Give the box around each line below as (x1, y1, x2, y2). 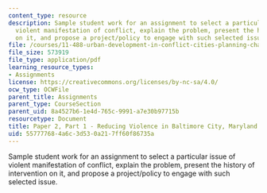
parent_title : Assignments (8, 93, 98, 101)
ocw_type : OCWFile (8, 85, 69, 94)
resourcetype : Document (8, 115, 87, 123)
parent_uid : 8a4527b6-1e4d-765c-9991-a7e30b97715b (8, 108, 180, 116)
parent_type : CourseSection (8, 100, 102, 108)
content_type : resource (8, 11, 87, 20)
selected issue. (8, 176, 58, 187)
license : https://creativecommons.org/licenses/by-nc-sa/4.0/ (8, 78, 219, 86)
